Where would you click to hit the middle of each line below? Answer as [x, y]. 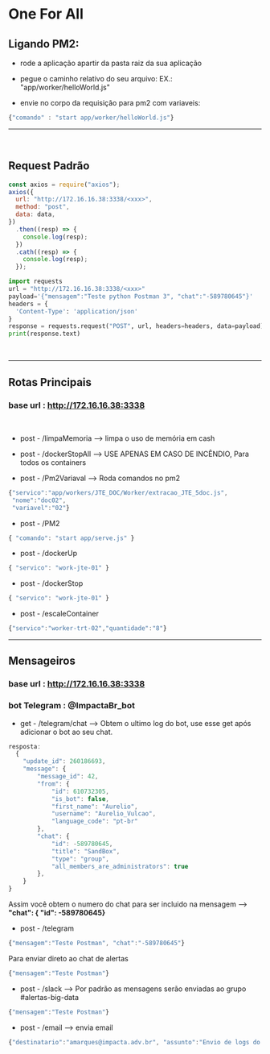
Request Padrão [49, 166]
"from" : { [53, 784]
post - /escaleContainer [59, 614]
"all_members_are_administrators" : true [120, 866]
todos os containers [53, 462]
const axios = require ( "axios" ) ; [64, 185]
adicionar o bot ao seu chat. [66, 732]
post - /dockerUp [49, 554]
